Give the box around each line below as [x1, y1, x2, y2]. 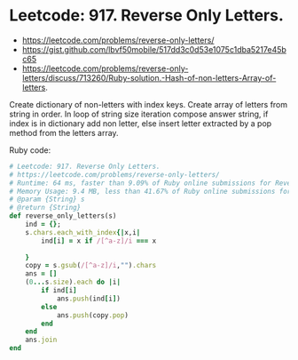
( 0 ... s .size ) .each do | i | [25, 277, 122, 287]
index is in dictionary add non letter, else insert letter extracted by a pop [9, 117, 272, 129]
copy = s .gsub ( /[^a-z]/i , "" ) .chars [25, 261, 157, 270]
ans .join [25, 335, 58, 345]
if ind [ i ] [41, 286, 77, 295]
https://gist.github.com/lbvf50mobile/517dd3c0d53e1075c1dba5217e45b [21, 44, 286, 54]
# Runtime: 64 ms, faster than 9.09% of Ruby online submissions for [9, 179, 272, 188]
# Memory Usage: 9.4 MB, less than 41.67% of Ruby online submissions [9, 187, 276, 196]
